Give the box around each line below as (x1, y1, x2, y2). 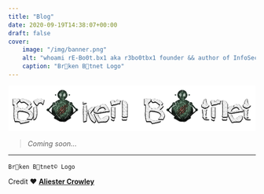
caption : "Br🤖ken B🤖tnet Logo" (22, 63, 125, 71)
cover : (8, 38, 30, 46)
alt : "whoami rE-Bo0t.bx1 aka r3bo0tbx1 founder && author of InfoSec (22, 54, 258, 62)
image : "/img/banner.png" (22, 46, 108, 54)
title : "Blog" (8, 13, 55, 20)
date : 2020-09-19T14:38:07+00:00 (8, 20, 118, 29)
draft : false (8, 29, 51, 37)
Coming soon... (27, 139, 77, 148)
